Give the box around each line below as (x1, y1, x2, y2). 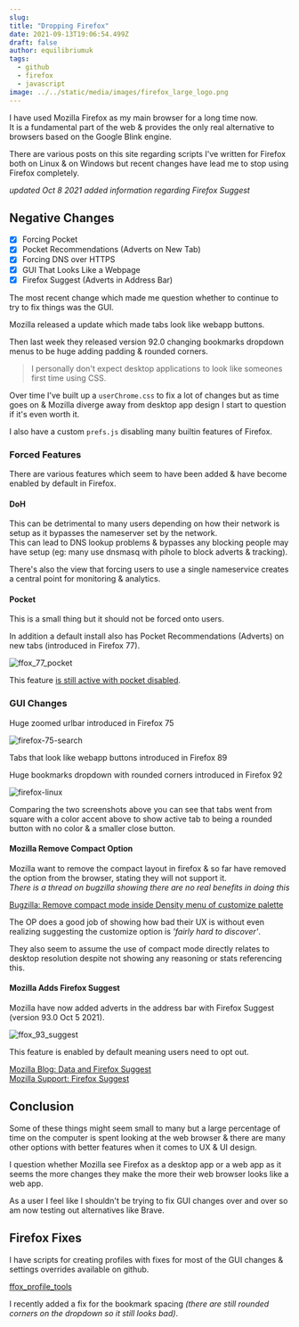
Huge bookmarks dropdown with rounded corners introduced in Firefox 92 (9, 769, 283, 780)
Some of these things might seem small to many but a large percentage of (9, 1123, 281, 1133)
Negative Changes (9, 210, 115, 226)
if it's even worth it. (9, 408, 80, 419)
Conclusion (9, 1099, 75, 1115)
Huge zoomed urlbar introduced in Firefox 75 (9, 717, 174, 728)
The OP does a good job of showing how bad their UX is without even (9, 916, 265, 927)
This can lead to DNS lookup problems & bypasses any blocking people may (9, 537, 289, 548)
